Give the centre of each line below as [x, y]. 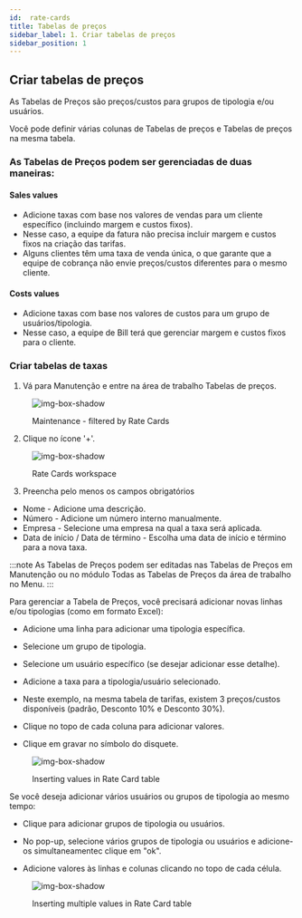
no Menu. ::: [32, 584]
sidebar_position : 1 [48, 43]
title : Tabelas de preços [58, 26]
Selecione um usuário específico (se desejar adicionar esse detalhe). [151, 663]
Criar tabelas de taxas [59, 366]
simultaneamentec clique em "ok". [98, 850]
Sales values [34, 195]
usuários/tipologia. [57, 324]
